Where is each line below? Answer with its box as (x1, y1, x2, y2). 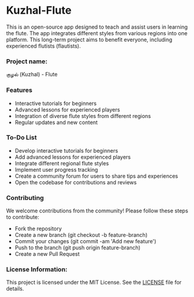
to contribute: (6, 214, 40, 221)
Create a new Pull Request (14, 250, 80, 258)
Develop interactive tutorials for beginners (14, 147, 118, 154)
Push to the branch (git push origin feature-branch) (14, 244, 141, 251)
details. (6, 285, 24, 292)
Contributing (6, 193, 44, 202)
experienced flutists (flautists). (6, 42, 82, 49)
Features (6, 86, 33, 94)
